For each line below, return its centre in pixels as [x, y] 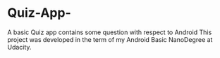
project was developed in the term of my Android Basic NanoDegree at [110, 39]
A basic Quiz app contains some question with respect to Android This [110, 32]
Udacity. [19, 47]
